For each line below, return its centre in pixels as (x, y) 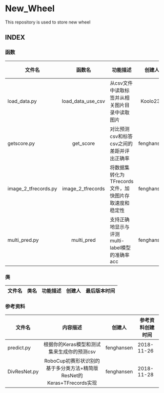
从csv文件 (121, 83)
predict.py (19, 348)
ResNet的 (72, 376)
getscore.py (21, 143)
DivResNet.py (23, 371)
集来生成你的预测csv (72, 352)
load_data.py (22, 101)
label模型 (120, 248)
